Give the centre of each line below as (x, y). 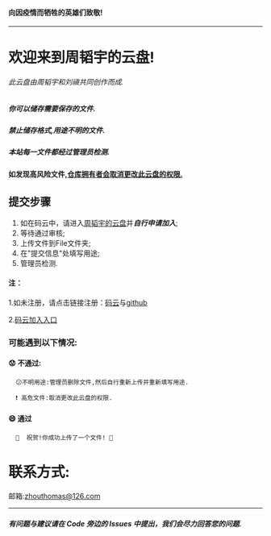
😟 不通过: (25, 364)
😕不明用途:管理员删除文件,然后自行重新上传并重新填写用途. (102, 382)
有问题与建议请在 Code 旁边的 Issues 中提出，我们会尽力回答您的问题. (125, 523)
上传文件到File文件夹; (55, 243)
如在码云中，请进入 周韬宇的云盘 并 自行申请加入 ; (99, 222)
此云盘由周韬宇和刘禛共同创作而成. (66, 81)
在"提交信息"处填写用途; (60, 253)
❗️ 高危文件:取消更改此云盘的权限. (64, 398)
